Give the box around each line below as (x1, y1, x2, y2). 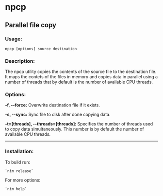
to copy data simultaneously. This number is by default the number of (5, 126, 144, 132)
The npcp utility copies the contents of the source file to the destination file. (5, 69, 157, 74)
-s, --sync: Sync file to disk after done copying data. (5, 111, 111, 118)
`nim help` (5, 186, 27, 191)
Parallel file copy (5, 21, 57, 29)
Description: (5, 57, 35, 64)
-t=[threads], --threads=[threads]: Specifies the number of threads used (5, 121, 153, 127)
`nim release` (5, 168, 34, 174)
